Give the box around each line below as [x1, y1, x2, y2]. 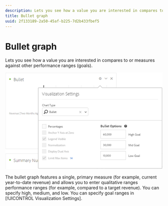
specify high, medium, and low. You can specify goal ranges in [5, 190, 134, 196]
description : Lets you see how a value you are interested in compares [5, 8, 157, 13]
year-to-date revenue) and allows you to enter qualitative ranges [5, 179, 138, 185]
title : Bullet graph [5, 13, 48, 18]
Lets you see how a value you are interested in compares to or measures [5, 57, 155, 63]
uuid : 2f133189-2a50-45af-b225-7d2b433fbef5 [5, 18, 99, 23]
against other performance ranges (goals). [5, 62, 93, 68]
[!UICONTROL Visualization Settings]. [5, 195, 82, 201]
